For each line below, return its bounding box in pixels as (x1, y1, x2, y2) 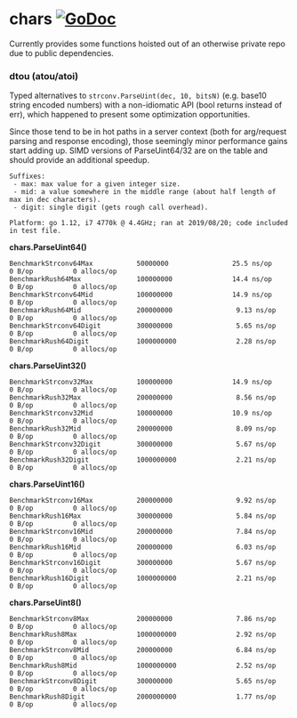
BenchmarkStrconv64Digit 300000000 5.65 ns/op (9, 321, 277, 331)
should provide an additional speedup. (9, 155, 149, 165)
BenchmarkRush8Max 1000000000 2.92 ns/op (9, 630, 277, 640)
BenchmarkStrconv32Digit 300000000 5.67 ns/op (9, 440, 277, 449)
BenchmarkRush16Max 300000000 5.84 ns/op (9, 512, 277, 520)
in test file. (9, 227, 62, 236)
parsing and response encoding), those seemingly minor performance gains (9, 136, 288, 147)
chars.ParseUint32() (9, 360, 87, 371)
